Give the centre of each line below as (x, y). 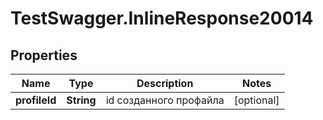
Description (165, 83)
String (81, 100)
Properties (44, 55)
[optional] (256, 100)
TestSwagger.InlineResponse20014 (162, 18)
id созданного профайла (165, 100)
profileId (36, 100)
